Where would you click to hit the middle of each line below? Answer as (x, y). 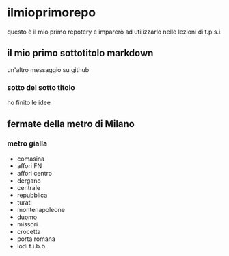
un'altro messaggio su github (48, 69)
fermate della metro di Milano (71, 124)
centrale (29, 187)
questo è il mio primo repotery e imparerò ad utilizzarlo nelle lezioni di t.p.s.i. (114, 32)
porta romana (36, 239)
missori (27, 224)
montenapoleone (41, 209)
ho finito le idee (29, 103)
